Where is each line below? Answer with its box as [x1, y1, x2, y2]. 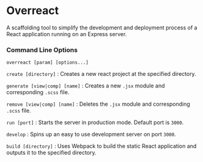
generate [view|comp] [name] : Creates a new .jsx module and [6, 82, 165, 89]
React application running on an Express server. [6, 30, 127, 37]
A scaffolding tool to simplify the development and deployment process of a [6, 24, 197, 31]
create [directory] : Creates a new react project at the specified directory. [6, 70, 197, 78]
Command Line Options [6, 45, 78, 54]
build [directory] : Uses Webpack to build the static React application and [6, 142, 197, 150]
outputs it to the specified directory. [6, 149, 97, 156]
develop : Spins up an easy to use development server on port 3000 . [6, 131, 176, 138]
